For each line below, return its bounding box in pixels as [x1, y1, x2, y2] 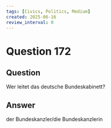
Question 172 [6, 44, 72, 58]
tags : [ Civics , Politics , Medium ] [6, 8, 91, 15]
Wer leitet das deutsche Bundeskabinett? [6, 83, 106, 91]
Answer [6, 100, 36, 110]
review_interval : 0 [6, 19, 54, 25]
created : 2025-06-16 [6, 14, 57, 20]
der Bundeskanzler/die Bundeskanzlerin [6, 116, 103, 123]
